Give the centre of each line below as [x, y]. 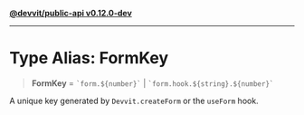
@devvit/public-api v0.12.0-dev [71, 13]
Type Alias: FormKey [89, 58]
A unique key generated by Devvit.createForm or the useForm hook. [134, 101]
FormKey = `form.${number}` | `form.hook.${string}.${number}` [152, 83]
